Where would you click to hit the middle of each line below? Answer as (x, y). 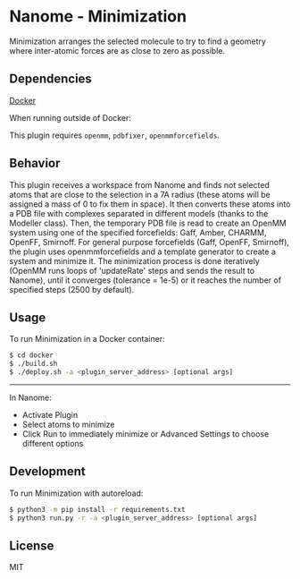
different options (53, 443)
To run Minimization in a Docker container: (87, 339)
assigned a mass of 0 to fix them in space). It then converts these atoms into (150, 204)
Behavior (35, 163)
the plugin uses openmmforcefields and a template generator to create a (143, 251)
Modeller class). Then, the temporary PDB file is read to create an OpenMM (148, 223)
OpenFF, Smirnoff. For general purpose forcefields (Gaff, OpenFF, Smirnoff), (150, 242)
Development (48, 472)
